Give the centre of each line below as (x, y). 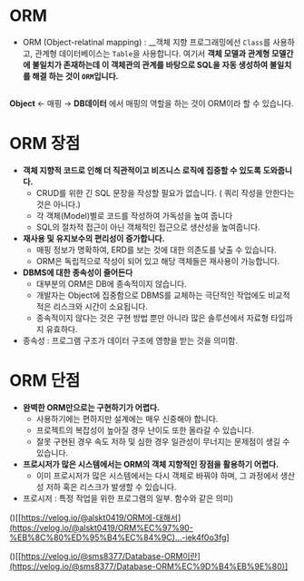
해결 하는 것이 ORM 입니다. (75, 76)
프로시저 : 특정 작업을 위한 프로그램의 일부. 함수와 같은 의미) (128, 498)
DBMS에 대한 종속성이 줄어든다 (78, 272)
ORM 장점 (45, 144)
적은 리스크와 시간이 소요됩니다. (92, 306)
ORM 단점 (45, 381)
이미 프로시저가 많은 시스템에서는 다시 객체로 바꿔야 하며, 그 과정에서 (157, 475)
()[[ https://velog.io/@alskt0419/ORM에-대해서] (95, 517)
